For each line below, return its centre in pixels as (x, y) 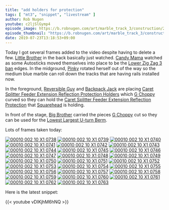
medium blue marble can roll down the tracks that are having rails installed (82, 74)
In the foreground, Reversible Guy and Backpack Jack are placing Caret (79, 89)
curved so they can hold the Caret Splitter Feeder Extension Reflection (78, 99)
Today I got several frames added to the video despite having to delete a (80, 52)
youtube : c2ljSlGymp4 (28, 24)
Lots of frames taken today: (34, 129)
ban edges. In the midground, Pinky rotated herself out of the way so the (80, 68)
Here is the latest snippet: (32, 192)
